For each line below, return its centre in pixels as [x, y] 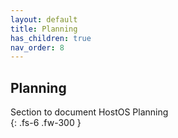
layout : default [44, 19]
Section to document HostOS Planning [89, 112]
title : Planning [44, 29]
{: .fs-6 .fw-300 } [46, 123]
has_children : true [51, 38]
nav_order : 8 [37, 47]
